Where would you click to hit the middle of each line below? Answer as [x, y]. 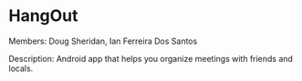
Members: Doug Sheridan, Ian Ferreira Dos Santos [103, 41]
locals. [21, 68]
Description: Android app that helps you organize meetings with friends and [151, 58]
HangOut [43, 16]
